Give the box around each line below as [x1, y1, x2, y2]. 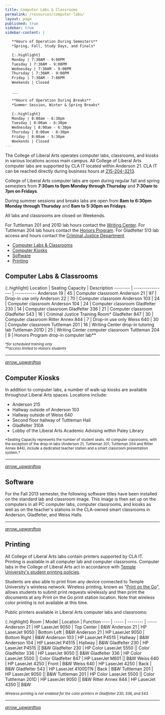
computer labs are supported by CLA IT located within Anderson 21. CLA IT [5, 163, 157, 169]
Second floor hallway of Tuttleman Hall [12, 417, 91, 423]
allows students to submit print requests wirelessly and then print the [5, 589, 145, 595]
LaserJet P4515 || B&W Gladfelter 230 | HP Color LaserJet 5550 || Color [5, 644, 150, 651]
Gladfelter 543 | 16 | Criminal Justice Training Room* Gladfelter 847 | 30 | [5, 311, 154, 317]
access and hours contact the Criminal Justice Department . [5, 232, 126, 238]
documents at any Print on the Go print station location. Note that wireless [5, 594, 155, 600]
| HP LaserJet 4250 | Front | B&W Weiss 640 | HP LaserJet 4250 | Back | [5, 660, 152, 666]
